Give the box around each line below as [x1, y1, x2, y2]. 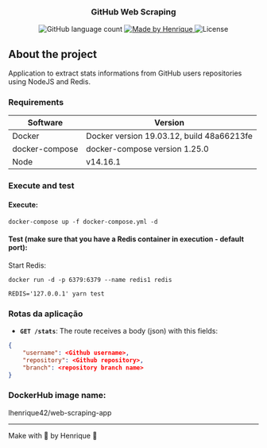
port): [8, 243, 28, 253]
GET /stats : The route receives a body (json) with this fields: [19, 326, 219, 336]
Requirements [8, 97, 64, 108]
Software [27, 118, 64, 129]
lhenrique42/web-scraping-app [8, 407, 112, 417]
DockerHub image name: [8, 390, 106, 401]
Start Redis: [8, 261, 46, 270]
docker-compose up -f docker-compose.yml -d [8, 218, 158, 226]
